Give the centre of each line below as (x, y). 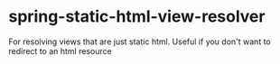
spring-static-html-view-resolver (137, 17)
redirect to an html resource (60, 50)
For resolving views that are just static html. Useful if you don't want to (140, 41)
